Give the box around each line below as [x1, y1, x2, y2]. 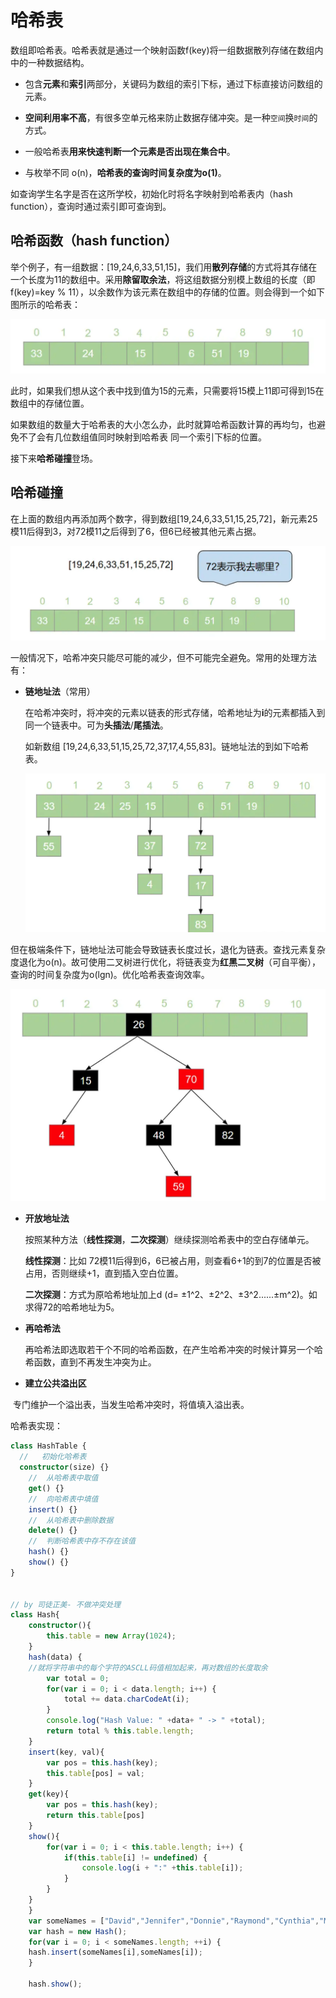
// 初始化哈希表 [19, 1452, 87, 1462]
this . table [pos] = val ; [46, 1768, 145, 1778]
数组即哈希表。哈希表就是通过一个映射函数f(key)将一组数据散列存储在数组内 [10, 44, 324, 56]
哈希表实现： [10, 1420, 63, 1432]
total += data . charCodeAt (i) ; [63, 1694, 190, 1705]
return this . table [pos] [46, 1811, 145, 1821]
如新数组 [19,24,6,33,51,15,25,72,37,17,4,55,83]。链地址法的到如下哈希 [24, 741, 310, 753]
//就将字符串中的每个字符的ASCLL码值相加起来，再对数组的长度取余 [28, 1662, 268, 1673]
